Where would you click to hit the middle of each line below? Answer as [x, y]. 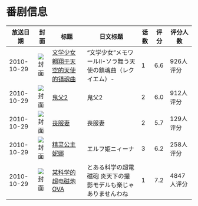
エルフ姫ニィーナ [110, 149]
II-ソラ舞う [114, 61]
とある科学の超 [108, 167]
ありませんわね [108, 194]
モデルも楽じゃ [113, 185]
